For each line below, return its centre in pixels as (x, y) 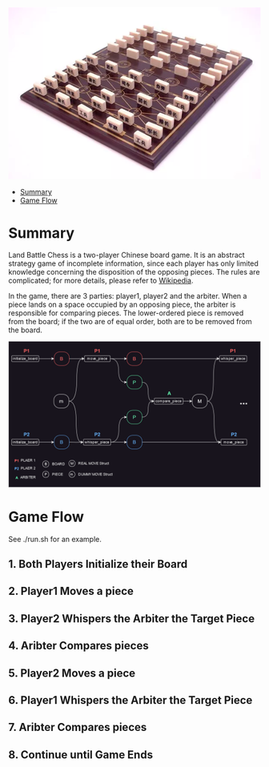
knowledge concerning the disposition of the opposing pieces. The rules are (134, 272)
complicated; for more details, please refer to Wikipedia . (101, 281)
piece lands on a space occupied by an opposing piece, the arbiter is (122, 305)
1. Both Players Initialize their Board (98, 564)
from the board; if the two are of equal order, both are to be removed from (130, 322)
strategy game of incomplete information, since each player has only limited (133, 263)
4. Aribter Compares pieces (79, 646)
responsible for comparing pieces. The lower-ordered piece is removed (126, 313)
